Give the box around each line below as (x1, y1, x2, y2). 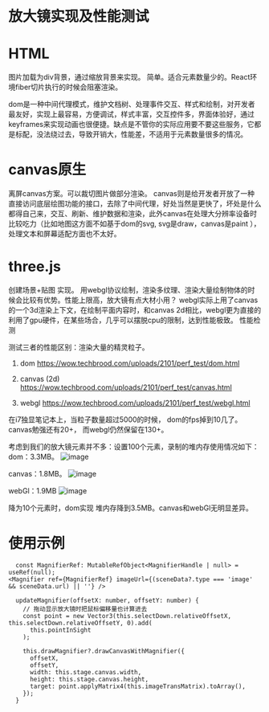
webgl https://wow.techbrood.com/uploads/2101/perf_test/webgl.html (19, 399, 251, 407)
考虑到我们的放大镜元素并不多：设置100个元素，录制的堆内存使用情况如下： (8, 442, 259, 451)
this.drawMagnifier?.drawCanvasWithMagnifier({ (22, 647, 185, 655)
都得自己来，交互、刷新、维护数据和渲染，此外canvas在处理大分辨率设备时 (8, 209, 258, 219)
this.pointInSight (29, 626, 92, 634)
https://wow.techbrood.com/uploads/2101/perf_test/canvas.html (19, 383, 233, 392)
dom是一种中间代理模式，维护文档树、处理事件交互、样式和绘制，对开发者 (8, 100, 255, 109)
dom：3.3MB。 (8, 452, 59, 461)
